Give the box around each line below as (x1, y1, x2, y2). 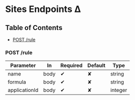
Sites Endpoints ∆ (5, 3, 81, 15)
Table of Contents (5, 23, 63, 32)
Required (60, 62, 83, 69)
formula (8, 78, 26, 85)
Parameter (10, 62, 36, 69)
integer (110, 86, 127, 93)
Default (87, 62, 106, 69)
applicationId (8, 86, 39, 93)
